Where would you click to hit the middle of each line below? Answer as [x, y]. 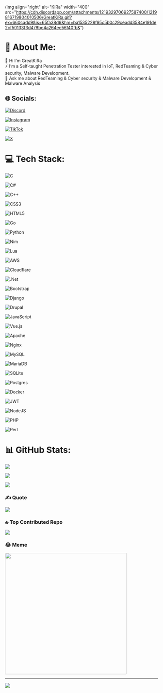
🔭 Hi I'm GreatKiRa [24, 61]
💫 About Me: [31, 47]
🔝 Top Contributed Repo [34, 522]
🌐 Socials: [21, 99]
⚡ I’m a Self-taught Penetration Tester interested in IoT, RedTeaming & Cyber [81, 66]
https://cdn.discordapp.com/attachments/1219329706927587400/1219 [87, 12]
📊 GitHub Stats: [38, 450]
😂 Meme [16, 545]
